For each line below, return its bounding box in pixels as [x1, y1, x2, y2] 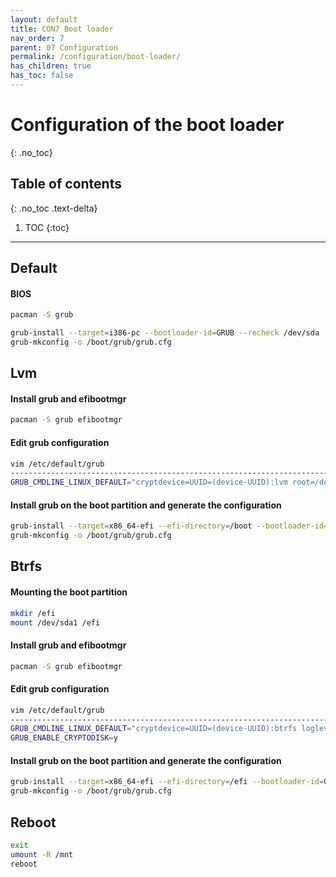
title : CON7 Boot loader [10, 24, 114, 34]
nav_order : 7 [10, 33, 65, 43]
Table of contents [10, 176, 122, 193]
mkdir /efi [10, 608, 56, 618]
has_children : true [10, 61, 92, 71]
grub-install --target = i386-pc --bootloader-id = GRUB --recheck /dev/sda [10, 328, 320, 338]
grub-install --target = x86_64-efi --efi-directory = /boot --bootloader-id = [10, 521, 329, 531]
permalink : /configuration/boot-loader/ [10, 52, 182, 62]
